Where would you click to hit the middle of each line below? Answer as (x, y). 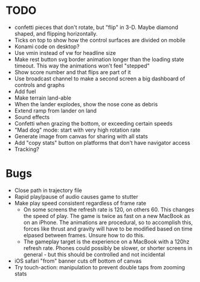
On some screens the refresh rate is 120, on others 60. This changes (109, 210)
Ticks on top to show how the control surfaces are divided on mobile (100, 40)
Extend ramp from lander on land (56, 111)
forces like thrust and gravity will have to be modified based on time (108, 229)
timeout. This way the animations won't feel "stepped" (82, 66)
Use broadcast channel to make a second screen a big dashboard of (100, 79)
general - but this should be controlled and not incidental (94, 254)
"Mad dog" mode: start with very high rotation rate (77, 130)
